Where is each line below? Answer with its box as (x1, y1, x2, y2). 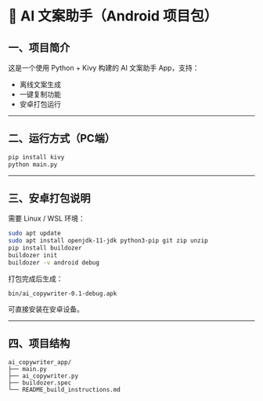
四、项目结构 (8, 337, 70, 350)
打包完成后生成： (8, 274, 63, 283)
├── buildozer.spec (8, 378, 72, 387)
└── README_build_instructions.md (8, 385, 121, 393)
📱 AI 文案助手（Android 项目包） (8, 7, 218, 25)
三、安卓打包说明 (8, 191, 91, 205)
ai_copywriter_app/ (8, 358, 72, 366)
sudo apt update (8, 229, 61, 238)
